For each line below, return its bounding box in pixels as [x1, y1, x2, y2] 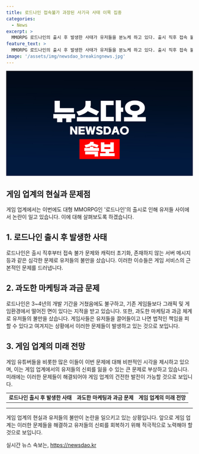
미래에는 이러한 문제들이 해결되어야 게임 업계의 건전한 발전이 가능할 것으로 [6, 373, 177, 380]
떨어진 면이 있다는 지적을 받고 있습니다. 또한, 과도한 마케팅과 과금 [31, 307, 182, 315]
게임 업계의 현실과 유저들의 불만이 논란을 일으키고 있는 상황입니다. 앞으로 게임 [6, 414, 185, 421]
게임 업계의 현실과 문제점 [6, 189, 91, 199]
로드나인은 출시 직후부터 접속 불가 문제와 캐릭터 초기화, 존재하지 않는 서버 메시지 [6, 249, 191, 256]
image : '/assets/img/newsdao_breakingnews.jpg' [6, 53, 126, 59]
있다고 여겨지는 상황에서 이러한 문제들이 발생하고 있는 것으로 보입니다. [18, 322, 180, 329]
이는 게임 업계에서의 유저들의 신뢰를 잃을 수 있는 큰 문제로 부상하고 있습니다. [14, 366, 190, 373]
